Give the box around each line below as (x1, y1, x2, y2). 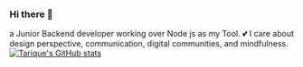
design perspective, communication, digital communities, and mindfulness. (9, 38, 289, 49)
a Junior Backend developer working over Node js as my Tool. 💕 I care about (9, 29, 294, 39)
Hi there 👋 (9, 8, 54, 21)
